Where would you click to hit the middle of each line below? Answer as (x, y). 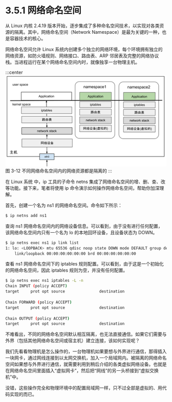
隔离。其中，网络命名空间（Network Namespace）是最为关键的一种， (88, 32)
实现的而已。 (23, 394)
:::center (14, 72)
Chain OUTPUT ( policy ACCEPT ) (38, 318)
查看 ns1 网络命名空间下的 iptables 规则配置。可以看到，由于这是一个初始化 (85, 264)
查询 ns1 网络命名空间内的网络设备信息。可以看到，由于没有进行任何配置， (84, 226)
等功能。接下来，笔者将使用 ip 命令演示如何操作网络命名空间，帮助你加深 (82, 188)
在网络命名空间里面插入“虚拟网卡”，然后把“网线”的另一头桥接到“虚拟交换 (82, 371)
